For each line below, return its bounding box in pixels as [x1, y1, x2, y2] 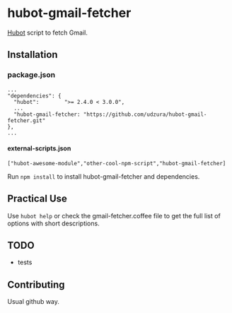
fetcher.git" [7, 117, 46, 124]
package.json [7, 70, 55, 80]
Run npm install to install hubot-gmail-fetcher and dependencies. [7, 172, 200, 181]
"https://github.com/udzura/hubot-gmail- [83, 111, 207, 118]
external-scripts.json [7, 144, 71, 153]
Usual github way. [7, 297, 60, 306]
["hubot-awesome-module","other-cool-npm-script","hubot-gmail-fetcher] [7, 160, 226, 167]
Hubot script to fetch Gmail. [7, 28, 88, 37]
